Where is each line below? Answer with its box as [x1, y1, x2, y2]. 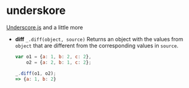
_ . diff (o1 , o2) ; [15, 70, 56, 76]
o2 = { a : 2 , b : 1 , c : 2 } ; [26, 59, 92, 66]
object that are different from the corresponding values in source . [15, 42, 179, 49]
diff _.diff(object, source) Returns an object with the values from [15, 35, 184, 42]
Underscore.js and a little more [6, 24, 84, 31]
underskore [6, 4, 66, 18]
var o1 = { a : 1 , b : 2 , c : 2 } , [15, 53, 92, 59]
